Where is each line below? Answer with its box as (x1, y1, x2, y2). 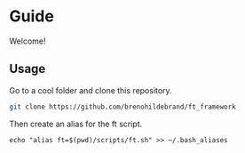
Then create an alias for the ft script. (9, 118, 143, 129)
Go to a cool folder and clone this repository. (9, 85, 172, 95)
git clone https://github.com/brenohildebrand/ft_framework (9, 102, 237, 111)
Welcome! (9, 36, 46, 46)
